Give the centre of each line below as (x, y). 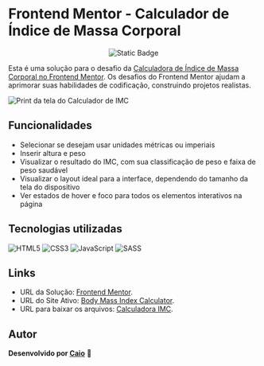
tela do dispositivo (50, 187)
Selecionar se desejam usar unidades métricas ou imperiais (117, 145)
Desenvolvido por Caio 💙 (50, 353)
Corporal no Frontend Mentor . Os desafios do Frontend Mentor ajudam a (127, 76)
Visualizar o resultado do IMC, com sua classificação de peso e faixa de (138, 162)
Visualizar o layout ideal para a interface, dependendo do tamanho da (134, 178)
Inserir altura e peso (52, 153)
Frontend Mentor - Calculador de (119, 14)
